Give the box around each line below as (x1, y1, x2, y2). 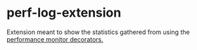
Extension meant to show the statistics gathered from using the (6, 28, 191, 36)
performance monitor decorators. (6, 35, 103, 43)
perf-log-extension (6, 5, 122, 21)
